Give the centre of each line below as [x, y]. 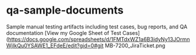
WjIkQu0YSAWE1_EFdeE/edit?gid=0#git [55, 46]
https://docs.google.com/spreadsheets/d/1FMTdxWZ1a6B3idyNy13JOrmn [99, 39]
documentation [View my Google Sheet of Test [64, 33]
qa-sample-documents [65, 10]
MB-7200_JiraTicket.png [135, 46]
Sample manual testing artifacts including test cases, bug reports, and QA [97, 27]
